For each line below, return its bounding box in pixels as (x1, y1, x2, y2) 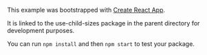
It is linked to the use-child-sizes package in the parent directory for (7, 19, 200, 27)
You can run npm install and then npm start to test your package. (7, 40, 195, 47)
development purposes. (7, 27, 75, 34)
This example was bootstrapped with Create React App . (7, 6, 166, 14)
